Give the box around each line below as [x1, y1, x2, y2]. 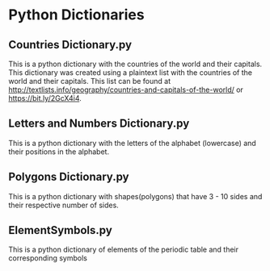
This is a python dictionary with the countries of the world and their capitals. [8, 59, 263, 69]
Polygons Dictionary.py [8, 170, 129, 184]
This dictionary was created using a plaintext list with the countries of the [8, 68, 253, 77]
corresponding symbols [8, 253, 87, 263]
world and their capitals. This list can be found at [8, 77, 171, 85]
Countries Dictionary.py [8, 38, 132, 52]
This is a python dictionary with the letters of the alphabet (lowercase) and [8, 138, 256, 148]
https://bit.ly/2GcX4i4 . [8, 94, 82, 102]
